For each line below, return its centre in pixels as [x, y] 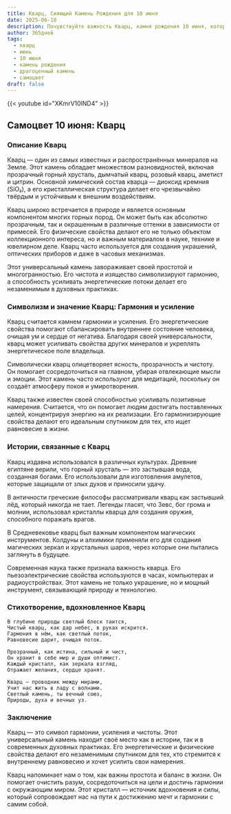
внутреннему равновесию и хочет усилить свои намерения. [96, 762]
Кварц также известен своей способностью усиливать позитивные [107, 399]
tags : [15, 39]
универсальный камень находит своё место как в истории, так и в [106, 740]
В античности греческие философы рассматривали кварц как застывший [115, 497]
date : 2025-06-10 [32, 20]
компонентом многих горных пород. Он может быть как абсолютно [107, 217]
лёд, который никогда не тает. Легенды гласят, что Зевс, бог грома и [109, 504]
